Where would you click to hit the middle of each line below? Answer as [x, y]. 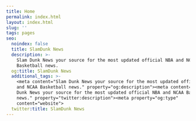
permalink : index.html [34, 17]
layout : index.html [30, 22]
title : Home [20, 11]
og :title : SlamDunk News [41, 71]
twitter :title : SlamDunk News [48, 109]
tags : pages [20, 33]
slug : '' [17, 28]
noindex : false [30, 44]
